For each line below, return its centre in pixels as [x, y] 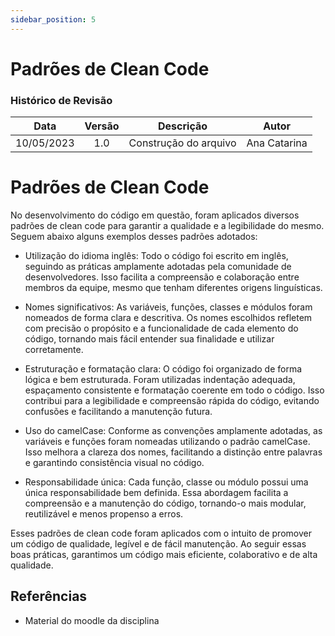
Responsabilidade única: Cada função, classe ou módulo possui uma [166, 482]
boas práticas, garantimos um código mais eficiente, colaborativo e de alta [164, 555]
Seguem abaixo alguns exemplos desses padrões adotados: [134, 237]
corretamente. [54, 350]
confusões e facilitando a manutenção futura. [118, 412]
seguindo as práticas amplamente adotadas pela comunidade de [158, 267]
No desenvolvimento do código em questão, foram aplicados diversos [155, 215]
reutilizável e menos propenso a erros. [104, 514]
